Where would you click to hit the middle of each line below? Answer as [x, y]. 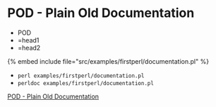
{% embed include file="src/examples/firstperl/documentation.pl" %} [108, 61]
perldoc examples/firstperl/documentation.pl [85, 83]
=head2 [29, 47]
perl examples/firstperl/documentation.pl [81, 76]
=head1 [28, 40]
